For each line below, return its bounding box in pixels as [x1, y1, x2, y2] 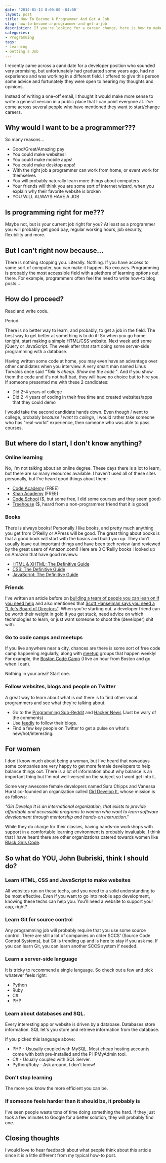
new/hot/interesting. [12, 730, 54, 736]
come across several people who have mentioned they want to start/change [5, 104, 160, 110]
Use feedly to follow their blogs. [12, 720, 78, 726]
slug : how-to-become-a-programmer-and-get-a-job [5, 21, 107, 26]
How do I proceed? [5, 295, 64, 303]
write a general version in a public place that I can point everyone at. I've [5, 98, 153, 104]
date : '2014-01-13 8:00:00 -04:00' [5, 7, 79, 12]
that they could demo [12, 399, 56, 405]
